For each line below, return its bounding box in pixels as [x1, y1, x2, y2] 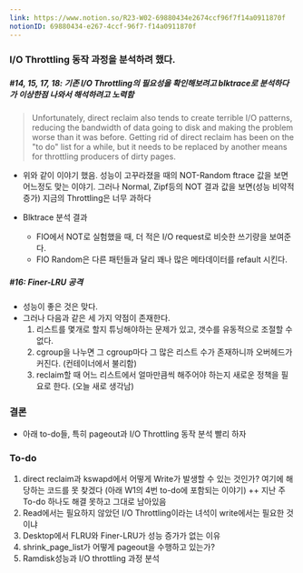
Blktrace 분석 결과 [22, 212, 88, 223]
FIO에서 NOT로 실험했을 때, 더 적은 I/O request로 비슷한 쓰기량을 [35, 231, 268, 242]
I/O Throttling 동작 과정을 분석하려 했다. [9, 54, 176, 66]
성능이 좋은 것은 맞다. [22, 301, 98, 312]
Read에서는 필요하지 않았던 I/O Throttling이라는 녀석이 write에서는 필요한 [22, 507, 285, 518]
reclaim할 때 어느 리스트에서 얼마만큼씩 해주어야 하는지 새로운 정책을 [35, 369, 279, 380]
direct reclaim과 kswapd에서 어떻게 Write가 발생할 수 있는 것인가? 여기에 [22, 473, 284, 484]
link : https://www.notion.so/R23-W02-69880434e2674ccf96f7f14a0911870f [9, 13, 286, 23]
